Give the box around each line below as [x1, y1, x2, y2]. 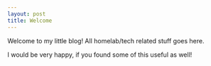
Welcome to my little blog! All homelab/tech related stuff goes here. [7, 36, 205, 45]
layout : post [7, 10, 46, 18]
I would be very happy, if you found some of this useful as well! [7, 50, 193, 59]
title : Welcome [7, 17, 53, 24]
